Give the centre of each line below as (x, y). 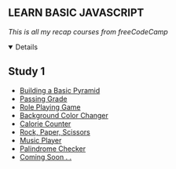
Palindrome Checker (53, 149)
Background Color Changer (64, 115)
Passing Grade (43, 99)
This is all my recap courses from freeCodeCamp (88, 31)
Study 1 (27, 72)
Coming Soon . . (46, 156)
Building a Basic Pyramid (60, 90)
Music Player (40, 140)
